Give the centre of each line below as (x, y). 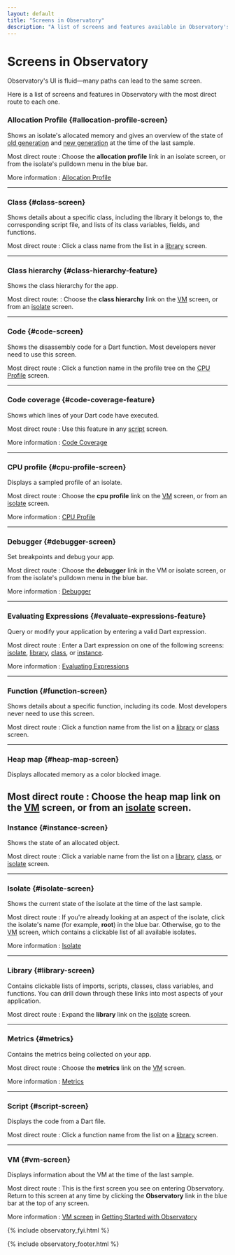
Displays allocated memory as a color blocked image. (84, 774)
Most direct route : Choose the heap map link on (114, 796)
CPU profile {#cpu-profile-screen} (67, 467)
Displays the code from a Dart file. (57, 1121)
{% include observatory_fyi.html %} (58, 1230)
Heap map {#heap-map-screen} (63, 759)
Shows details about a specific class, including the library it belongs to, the (115, 217)
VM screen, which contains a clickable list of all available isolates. (102, 932)
